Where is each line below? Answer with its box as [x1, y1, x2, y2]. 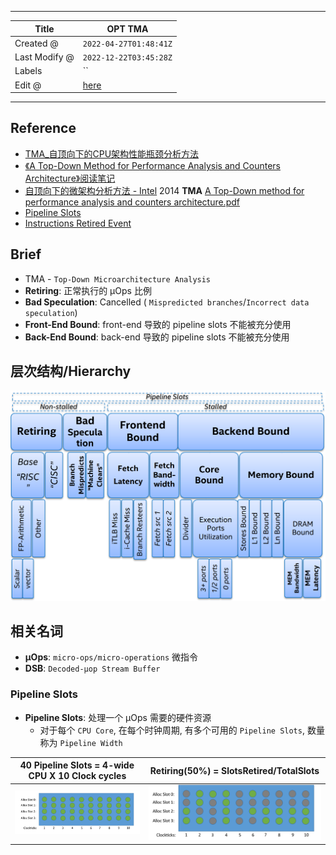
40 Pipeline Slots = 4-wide [19, 759, 135, 771]
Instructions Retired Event [24, 217, 132, 229]
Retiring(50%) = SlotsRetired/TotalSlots [149, 764, 320, 776]
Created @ [14, 37, 59, 49]
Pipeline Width [59, 738, 123, 748]
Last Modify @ [14, 51, 75, 63]
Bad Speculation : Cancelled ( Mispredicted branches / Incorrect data [24, 296, 310, 308]
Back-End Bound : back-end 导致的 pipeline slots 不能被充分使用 [24, 331, 290, 343]
